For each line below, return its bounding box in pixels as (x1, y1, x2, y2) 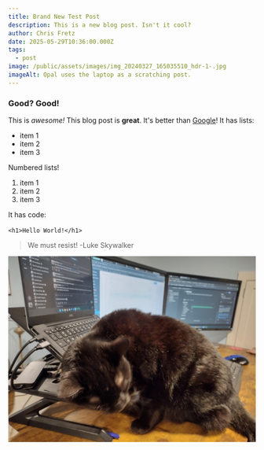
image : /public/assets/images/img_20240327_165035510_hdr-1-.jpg (8, 63, 226, 71)
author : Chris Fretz (8, 29, 76, 37)
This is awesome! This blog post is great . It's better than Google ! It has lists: (8, 116, 255, 125)
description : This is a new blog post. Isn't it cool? (8, 20, 192, 29)
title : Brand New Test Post (8, 13, 101, 20)
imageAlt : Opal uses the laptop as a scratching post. (8, 71, 192, 79)
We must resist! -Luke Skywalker (27, 241, 134, 250)
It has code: (8, 210, 47, 219)
